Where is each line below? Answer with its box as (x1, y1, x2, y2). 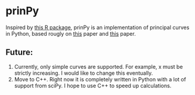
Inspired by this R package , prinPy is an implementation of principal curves (5, 24, 190, 31)
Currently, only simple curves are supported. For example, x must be (14, 63, 183, 70)
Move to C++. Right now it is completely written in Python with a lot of (14, 75, 186, 83)
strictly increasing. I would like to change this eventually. (14, 69, 153, 77)
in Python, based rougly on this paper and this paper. (5, 30, 136, 37)
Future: (5, 47, 33, 58)
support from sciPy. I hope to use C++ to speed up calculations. (14, 82, 172, 89)
